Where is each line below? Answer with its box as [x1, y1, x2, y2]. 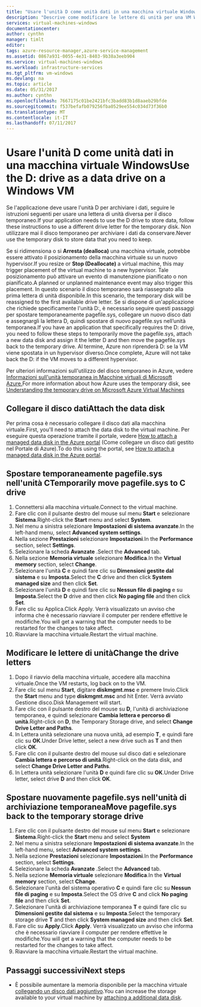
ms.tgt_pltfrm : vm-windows [6, 70, 74, 76]
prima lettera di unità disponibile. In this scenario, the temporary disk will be [6, 292, 191, 300]
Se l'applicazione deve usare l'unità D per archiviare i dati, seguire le [6, 204, 175, 211]
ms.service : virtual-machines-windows [6, 59, 103, 65]
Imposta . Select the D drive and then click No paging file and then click [14, 592, 190, 600]
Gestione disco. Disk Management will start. [14, 698, 122, 706]
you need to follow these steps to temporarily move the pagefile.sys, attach [6, 330, 193, 337]
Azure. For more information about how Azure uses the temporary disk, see [6, 380, 191, 387]
